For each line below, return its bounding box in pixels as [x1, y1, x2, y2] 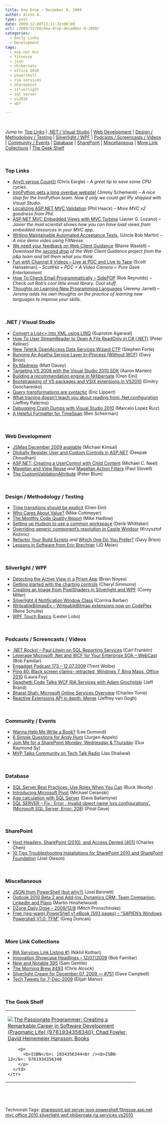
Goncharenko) [12, 384, 43, 390]
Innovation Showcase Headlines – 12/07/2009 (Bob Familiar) [12, 955, 137, 961]
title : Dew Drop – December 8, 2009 [5, 7, 82, 13]
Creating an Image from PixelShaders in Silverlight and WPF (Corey [12, 586, 152, 592]
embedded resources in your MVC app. [12, 227, 94, 233]
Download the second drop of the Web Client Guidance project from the [12, 248, 162, 254]
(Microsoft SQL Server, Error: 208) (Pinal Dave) [12, 805, 110, 811]
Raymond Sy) [12, 745, 41, 751]
